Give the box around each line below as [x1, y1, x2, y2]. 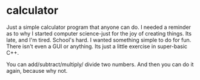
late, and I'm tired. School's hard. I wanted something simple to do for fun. [6, 36, 192, 43]
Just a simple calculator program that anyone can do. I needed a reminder [6, 23, 192, 31]
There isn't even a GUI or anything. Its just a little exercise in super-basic [6, 43, 188, 50]
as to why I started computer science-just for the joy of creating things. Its [6, 29, 192, 37]
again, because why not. [6, 67, 68, 74]
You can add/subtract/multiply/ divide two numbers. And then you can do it [6, 61, 194, 68]
